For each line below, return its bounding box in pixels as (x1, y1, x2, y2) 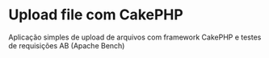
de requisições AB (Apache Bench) (8, 40, 125, 50)
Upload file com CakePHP (8, 6, 183, 24)
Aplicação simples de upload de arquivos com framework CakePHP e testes (8, 32, 262, 42)
